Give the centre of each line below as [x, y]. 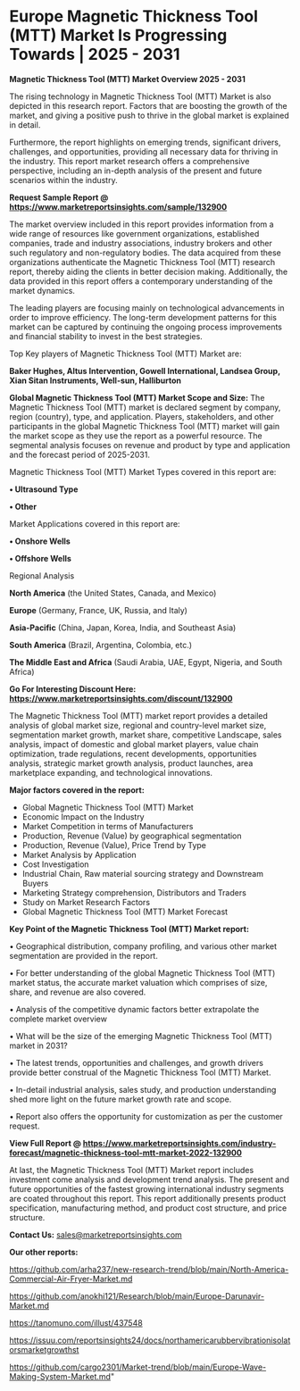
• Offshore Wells [40, 558]
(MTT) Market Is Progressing [118, 35]
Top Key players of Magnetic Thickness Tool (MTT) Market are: [125, 354]
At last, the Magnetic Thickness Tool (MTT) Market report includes [132, 1170]
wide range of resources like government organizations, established [134, 233]
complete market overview [58, 1019]
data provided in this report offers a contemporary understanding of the [141, 281]
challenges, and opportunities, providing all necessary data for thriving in [144, 151]
